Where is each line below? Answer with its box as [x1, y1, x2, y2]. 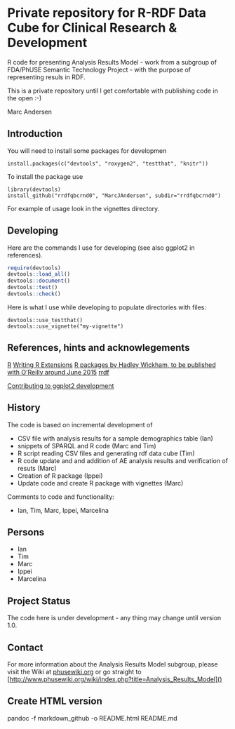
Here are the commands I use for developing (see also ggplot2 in [7, 243, 195, 252]
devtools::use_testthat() [7, 316, 83, 323]
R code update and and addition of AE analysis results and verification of [17, 456, 228, 464]
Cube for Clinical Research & [7, 20, 177, 36]
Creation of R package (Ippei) [17, 471, 103, 480]
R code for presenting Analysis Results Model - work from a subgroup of [7, 58, 217, 66]
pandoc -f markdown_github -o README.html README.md [7, 714, 177, 722]
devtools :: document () [7, 277, 71, 285]
